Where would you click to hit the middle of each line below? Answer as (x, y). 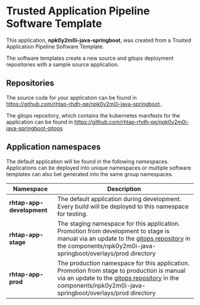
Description (124, 189)
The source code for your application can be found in (71, 97)
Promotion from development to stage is (113, 231)
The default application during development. (119, 199)
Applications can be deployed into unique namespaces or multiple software (99, 168)
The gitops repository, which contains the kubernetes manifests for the (93, 115)
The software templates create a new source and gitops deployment (90, 58)
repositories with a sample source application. (62, 64)
